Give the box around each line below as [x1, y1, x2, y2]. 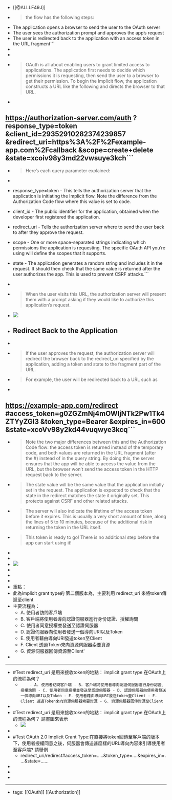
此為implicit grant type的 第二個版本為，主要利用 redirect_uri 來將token [12, 590, 162, 596]
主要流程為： [12, 603, 40, 609]
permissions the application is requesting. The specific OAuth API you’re [12, 244, 165, 251]
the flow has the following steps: [25, 14, 94, 20]
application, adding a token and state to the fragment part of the [25, 361, 161, 367]
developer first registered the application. [12, 213, 100, 220]
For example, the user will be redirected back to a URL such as [25, 376, 158, 383]
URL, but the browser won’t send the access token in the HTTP [25, 466, 159, 472]
